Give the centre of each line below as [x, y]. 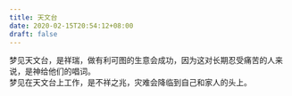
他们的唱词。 [71, 71]
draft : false [33, 34]
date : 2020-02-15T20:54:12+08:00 [71, 26]
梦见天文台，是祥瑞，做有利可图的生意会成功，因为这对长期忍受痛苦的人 [142, 60]
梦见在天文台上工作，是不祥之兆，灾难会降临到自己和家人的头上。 [130, 83]
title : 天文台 [33, 17]
